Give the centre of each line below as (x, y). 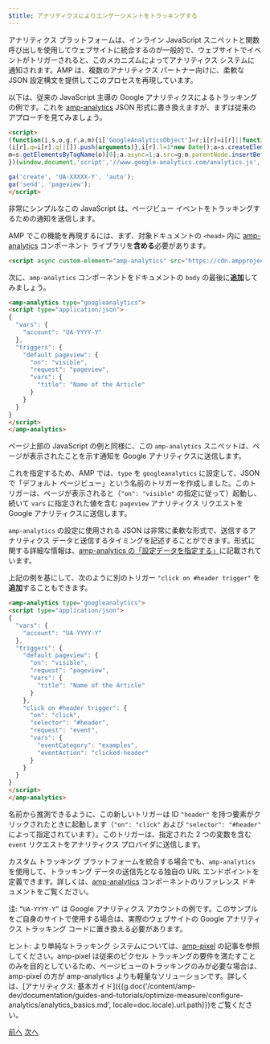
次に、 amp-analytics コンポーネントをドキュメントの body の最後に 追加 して (133, 277)
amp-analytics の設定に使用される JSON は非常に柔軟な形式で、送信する (129, 530)
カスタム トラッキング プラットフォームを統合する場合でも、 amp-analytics (132, 861)
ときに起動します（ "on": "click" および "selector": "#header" (156, 824)
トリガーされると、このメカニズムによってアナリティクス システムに (142, 60)
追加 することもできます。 (50, 588)
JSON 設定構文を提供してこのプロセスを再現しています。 (103, 80)
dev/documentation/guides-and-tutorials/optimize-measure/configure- (126, 995)
